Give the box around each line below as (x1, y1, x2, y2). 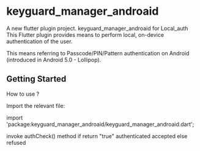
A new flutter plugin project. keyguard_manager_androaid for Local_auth (6, 25, 188, 32)
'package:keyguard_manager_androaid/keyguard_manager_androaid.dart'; (6, 120, 194, 128)
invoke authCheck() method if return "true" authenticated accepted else (6, 132, 188, 139)
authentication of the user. (6, 37, 73, 45)
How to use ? (6, 90, 40, 98)
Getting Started (6, 74, 67, 84)
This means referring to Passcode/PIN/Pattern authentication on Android (6, 49, 190, 56)
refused (6, 139, 26, 146)
